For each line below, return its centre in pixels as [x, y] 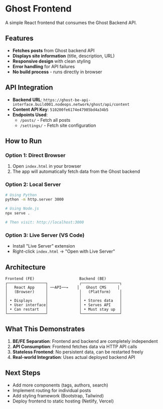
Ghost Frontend [38, 9]
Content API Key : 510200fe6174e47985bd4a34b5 [60, 109]
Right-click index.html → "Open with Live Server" [64, 252]
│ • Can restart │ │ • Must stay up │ [64, 310]
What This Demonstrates [45, 329]
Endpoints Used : [30, 115]
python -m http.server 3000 [35, 199]
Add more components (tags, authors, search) [60, 385]
